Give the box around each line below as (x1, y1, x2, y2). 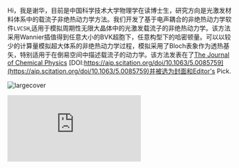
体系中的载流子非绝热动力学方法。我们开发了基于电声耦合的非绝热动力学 (13, 15, 225, 23)
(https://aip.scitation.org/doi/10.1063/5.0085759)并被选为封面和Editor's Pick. (7, 67, 231, 75)
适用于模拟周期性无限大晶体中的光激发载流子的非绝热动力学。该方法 (31, 24, 231, 32)
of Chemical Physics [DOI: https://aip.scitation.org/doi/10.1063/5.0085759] (7, 59, 224, 67)
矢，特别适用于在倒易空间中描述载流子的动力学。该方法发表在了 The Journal (7, 50, 230, 59)
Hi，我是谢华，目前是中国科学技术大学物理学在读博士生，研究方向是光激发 (7, 6, 225, 14)
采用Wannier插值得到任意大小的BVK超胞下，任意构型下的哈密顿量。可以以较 (7, 33, 231, 41)
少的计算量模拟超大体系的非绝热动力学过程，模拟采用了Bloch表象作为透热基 (7, 42, 230, 50)
